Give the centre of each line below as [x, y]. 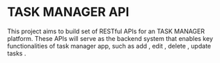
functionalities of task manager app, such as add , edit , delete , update [109, 46]
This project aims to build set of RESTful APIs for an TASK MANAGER [106, 31]
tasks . [17, 53]
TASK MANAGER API [68, 12]
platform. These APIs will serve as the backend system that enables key [110, 38]
